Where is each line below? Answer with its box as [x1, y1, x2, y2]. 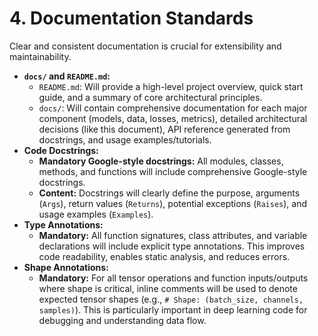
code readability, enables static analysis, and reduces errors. [38, 250, 291, 262]
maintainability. [9, 50, 72, 62]
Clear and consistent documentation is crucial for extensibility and [9, 40, 282, 52]
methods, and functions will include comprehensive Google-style [38, 165, 308, 177]
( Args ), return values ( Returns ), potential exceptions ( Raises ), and [38, 197, 308, 209]
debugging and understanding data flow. [38, 314, 207, 326]
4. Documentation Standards [9, 7, 254, 30]
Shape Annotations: [23, 261, 109, 273]
